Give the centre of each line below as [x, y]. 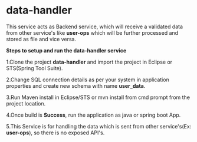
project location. [26, 103]
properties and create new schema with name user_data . [76, 85]
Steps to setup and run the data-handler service [66, 50]
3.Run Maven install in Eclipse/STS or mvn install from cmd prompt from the [98, 97]
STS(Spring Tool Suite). [35, 68]
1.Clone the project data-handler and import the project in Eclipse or [89, 62]
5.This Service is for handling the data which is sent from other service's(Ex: [99, 126]
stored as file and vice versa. [41, 39]
